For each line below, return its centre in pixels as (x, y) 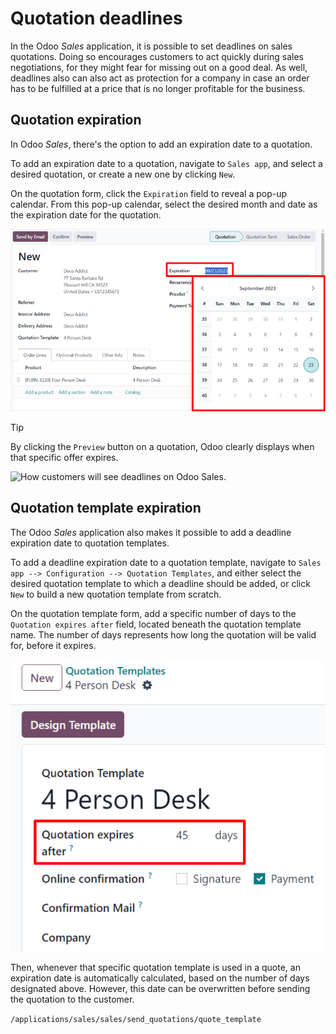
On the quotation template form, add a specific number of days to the (153, 613)
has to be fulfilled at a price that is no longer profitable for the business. (158, 88)
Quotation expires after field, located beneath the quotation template (156, 624)
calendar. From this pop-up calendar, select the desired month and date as (164, 204)
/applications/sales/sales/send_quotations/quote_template (136, 1020)
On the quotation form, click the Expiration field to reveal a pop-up (149, 193)
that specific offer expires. (64, 457)
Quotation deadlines (96, 18)
